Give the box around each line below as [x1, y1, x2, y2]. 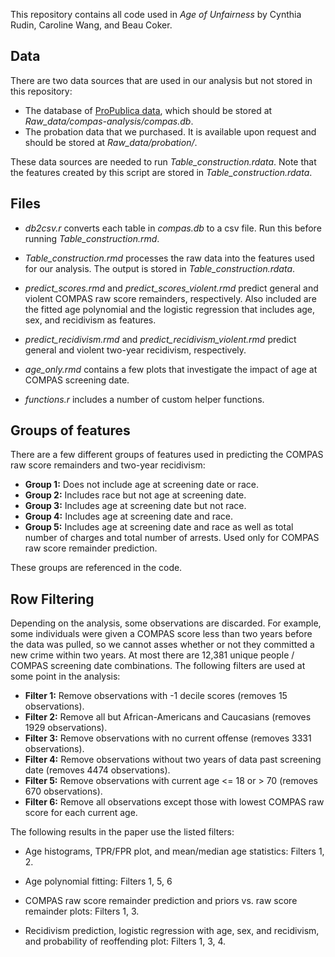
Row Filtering [10, 590, 95, 608]
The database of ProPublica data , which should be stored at [24, 104, 273, 116]
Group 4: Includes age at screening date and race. [24, 510, 234, 523]
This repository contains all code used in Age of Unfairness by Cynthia [10, 9, 302, 20]
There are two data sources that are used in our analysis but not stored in [10, 74, 313, 86]
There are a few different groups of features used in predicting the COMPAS [10, 449, 324, 461]
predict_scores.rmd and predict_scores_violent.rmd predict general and [24, 282, 319, 294]
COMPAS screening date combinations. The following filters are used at [10, 660, 306, 672]
